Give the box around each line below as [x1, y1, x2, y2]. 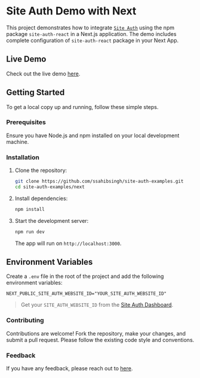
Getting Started [6, 87, 65, 98]
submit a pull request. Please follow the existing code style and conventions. [6, 336, 195, 343]
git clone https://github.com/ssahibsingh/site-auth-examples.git [14, 179, 184, 185]
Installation [6, 153, 40, 161]
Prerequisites [6, 118, 46, 126]
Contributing [6, 316, 44, 325]
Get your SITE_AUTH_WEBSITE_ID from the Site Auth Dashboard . [20, 301, 174, 309]
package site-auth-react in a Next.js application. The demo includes [6, 30, 177, 37]
